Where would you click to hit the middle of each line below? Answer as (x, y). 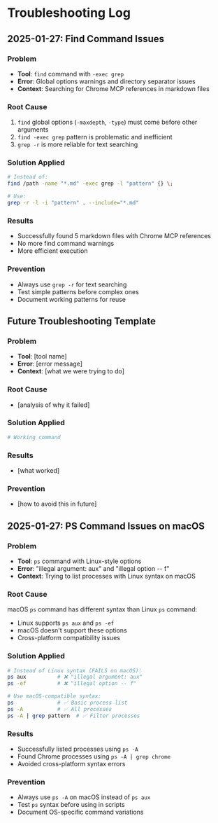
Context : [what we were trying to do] (71, 371)
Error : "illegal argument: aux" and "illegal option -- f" (93, 568)
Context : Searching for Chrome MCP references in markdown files (113, 88)
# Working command (34, 437)
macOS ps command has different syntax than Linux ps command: (102, 609)
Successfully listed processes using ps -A (78, 749)
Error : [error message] (50, 364)
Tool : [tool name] (42, 357)
